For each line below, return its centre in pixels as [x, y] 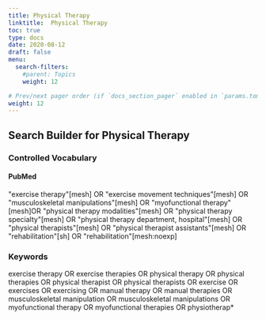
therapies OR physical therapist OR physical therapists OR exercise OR [123, 282]
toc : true [25, 30]
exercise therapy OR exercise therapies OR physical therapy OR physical [126, 274]
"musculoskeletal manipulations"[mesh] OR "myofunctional [105, 202]
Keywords [28, 256]
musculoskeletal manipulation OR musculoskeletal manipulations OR [120, 299]
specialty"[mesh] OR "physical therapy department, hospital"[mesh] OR [125, 219]
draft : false [30, 52]
